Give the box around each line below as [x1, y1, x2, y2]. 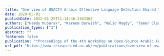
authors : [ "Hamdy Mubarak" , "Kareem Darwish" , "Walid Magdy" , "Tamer [5, 20, 150, 26]
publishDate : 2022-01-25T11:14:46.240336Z [5, 16, 93, 21]
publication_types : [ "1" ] [5, 25, 58, 30]
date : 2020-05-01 [5, 12, 41, 17]
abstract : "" [5, 30, 32, 35]
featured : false [5, 35, 38, 39]
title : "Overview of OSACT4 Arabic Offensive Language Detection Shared [5, 7, 156, 12]
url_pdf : [5, 43, 23, 48]
